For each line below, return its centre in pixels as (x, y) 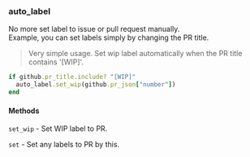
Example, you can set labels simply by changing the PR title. (109, 37)
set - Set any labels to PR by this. (64, 145)
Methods (24, 111)
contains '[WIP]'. (56, 62)
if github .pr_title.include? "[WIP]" (72, 77)
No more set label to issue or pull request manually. (94, 29)
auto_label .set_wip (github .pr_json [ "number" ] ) (96, 85)
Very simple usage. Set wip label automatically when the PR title (135, 54)
